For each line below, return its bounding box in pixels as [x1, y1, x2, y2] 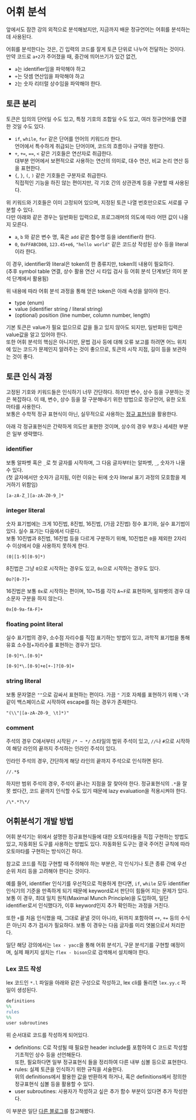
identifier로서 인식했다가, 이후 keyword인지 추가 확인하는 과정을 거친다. [6, 902, 170, 909]
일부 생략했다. [12, 430, 44, 437]
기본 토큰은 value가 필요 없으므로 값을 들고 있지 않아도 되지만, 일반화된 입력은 [6, 323, 183, 331]
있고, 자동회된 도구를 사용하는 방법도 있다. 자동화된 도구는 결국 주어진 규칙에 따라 [6, 840, 190, 847]
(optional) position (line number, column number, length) [14, 311, 150, 318]
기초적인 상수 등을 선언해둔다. [14, 1051, 82, 1058]
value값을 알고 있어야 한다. [6, 331, 68, 338]
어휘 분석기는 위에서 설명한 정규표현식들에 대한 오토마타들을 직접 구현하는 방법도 [6, 833, 189, 840]
